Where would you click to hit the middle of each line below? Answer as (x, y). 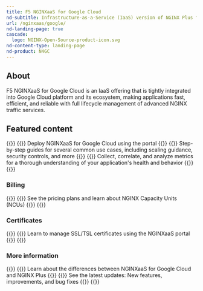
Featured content (40, 129)
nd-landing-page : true (35, 29)
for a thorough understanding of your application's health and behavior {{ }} (100, 163)
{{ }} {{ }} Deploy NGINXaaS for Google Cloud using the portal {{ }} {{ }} (92, 144)
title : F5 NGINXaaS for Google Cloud (54, 12)
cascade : (17, 35)
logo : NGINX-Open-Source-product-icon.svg (66, 40)
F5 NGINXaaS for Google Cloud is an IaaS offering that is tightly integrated (99, 90)
